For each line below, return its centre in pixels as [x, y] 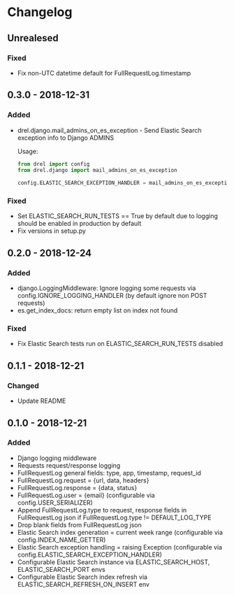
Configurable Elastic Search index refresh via [82, 577]
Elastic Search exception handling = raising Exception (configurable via [119, 547]
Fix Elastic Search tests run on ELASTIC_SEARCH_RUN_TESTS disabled [120, 344]
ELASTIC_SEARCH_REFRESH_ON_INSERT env [83, 584]
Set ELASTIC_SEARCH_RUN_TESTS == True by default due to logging [118, 216]
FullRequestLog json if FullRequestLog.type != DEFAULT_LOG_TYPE [114, 517]
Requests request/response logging [69, 465]
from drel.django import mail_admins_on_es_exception [97, 171]
